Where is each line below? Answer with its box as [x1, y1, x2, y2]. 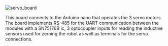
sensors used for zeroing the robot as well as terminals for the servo [5, 31, 148, 36]
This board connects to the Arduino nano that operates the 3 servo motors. [5, 15, 162, 20]
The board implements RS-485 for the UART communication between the [5, 20, 159, 26]
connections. [5, 36, 33, 42]
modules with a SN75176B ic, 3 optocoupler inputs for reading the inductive [5, 25, 163, 31]
